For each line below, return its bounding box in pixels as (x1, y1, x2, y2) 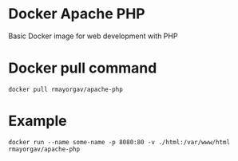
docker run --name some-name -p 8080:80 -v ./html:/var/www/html (8, 138, 230, 146)
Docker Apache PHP (8, 5, 145, 23)
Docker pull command (8, 59, 157, 77)
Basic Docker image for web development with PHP (8, 31, 178, 41)
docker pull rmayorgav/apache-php (8, 85, 124, 93)
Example (8, 112, 67, 130)
